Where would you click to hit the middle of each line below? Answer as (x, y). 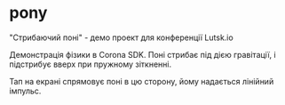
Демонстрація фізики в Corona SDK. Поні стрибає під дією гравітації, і (143, 54)
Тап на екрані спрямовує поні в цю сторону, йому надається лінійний (142, 81)
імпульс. (25, 91)
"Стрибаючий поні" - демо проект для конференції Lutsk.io (121, 37)
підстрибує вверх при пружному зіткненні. (90, 64)
